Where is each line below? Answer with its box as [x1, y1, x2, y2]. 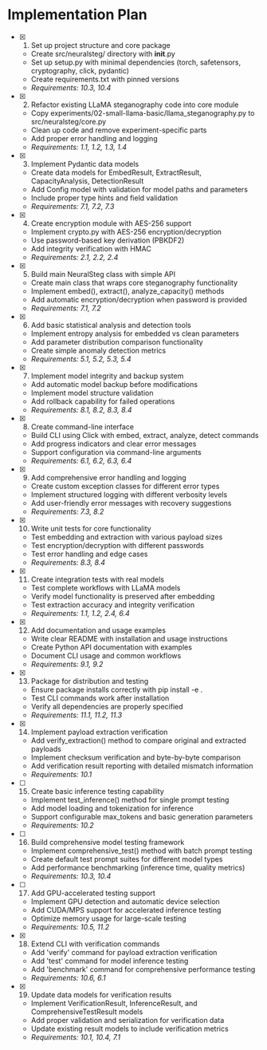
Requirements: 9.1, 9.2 [30, 659, 104, 669]
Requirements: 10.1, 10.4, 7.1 [30, 1032, 121, 1042]
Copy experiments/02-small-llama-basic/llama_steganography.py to [30, 108, 255, 117]
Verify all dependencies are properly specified [30, 701, 184, 711]
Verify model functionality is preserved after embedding [30, 591, 215, 601]
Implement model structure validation [30, 388, 154, 397]
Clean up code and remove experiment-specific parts [30, 125, 207, 135]
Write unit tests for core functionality [30, 523, 152, 533]
